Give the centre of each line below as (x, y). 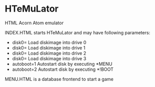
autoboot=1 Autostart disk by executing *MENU (62, 64)
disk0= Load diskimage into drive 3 (49, 58)
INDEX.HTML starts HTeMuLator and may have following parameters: (77, 32)
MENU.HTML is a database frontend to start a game (59, 79)
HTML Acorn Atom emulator (34, 23)
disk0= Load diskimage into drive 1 (49, 48)
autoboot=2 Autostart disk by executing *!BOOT (63, 69)
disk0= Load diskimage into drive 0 (49, 42)
